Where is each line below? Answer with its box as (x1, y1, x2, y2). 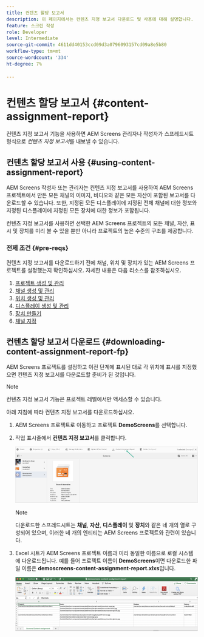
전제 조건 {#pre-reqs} (6, 244, 69, 252)
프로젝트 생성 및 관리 (15, 279, 64, 286)
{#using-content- (87, 157, 155, 167)
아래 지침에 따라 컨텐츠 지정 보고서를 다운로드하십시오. (6, 408, 135, 416)
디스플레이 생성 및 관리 (15, 302, 69, 309)
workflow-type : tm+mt (6, 49, 61, 55)
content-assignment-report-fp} (6, 346, 129, 357)
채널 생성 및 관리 (15, 287, 55, 294)
